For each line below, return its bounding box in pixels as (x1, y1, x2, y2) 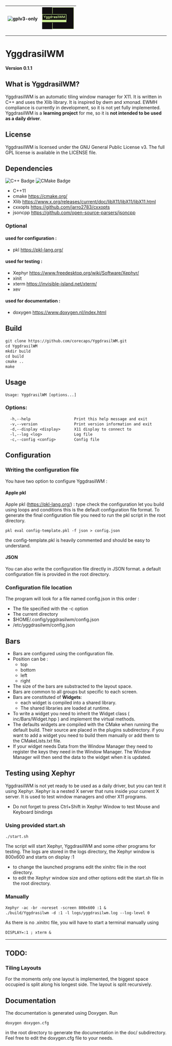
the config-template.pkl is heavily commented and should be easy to (5, 537, 150, 543)
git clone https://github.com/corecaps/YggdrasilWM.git (5, 338, 127, 344)
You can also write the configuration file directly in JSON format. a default (5, 565, 161, 572)
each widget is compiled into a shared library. (20, 699, 117, 706)
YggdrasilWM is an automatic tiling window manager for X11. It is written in (5, 93, 162, 100)
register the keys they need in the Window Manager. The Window (12, 749, 151, 755)
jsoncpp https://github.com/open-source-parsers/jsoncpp (12, 210, 136, 216)
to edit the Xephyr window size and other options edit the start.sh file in (12, 875, 164, 881)
